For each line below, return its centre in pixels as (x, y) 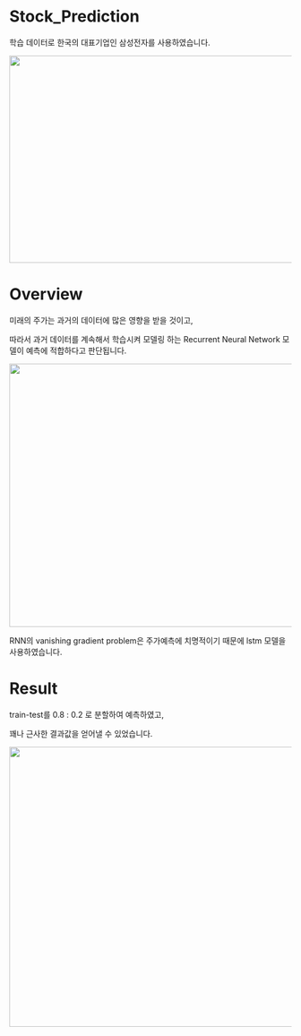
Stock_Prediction (75, 17)
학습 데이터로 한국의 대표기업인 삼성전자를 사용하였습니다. (110, 42)
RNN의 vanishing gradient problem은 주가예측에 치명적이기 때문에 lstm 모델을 (148, 640)
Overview (46, 294)
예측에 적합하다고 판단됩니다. (76, 350)
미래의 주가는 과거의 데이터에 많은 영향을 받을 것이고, (101, 320)
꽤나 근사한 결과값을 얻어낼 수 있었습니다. (81, 733)
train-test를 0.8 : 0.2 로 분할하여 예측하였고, (86, 714)
